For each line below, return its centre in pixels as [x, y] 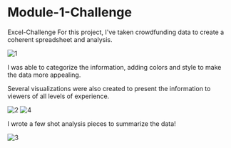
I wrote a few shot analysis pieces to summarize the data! [92, 123]
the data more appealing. [44, 75]
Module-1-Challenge [70, 12]
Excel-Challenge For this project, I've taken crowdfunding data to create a [116, 32]
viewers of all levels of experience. [58, 96]
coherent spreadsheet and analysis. [60, 39]
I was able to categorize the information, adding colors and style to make [114, 67]
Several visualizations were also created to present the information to [109, 88]
